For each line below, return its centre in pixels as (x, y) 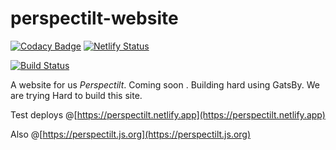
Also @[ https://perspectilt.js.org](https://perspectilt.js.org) (131, 134)
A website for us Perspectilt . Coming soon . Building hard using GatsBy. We (165, 84)
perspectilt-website (94, 18)
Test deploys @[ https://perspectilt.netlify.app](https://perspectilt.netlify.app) (168, 114)
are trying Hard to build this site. (76, 95)
